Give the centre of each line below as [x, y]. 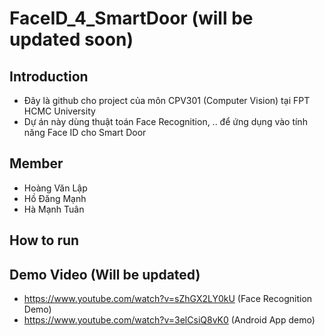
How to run [44, 240]
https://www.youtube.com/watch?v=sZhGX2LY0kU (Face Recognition [168, 299]
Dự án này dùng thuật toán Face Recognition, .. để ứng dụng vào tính [165, 121]
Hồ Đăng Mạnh [55, 198]
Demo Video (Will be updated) [105, 274]
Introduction [49, 76]
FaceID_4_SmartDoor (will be [131, 18]
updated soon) [71, 39]
